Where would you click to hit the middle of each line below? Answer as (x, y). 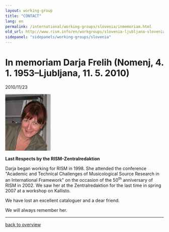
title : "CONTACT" (23, 16)
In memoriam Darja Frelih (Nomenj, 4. (84, 63)
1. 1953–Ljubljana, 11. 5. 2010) (67, 73)
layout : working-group (29, 11)
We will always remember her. (36, 210)
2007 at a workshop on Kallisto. (38, 190)
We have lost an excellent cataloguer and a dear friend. (62, 200)
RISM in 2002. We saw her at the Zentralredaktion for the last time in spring (83, 185)
